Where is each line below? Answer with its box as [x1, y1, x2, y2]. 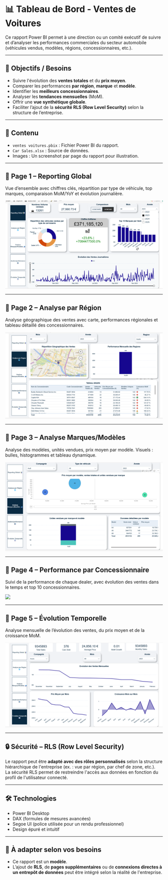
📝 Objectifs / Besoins [5, 64, 71, 73]
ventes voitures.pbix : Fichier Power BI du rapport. [12, 142, 119, 148]
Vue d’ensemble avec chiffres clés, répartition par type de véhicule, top [5, 185, 152, 191]
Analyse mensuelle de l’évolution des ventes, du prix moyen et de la [5, 627, 145, 633]
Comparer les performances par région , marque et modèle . [12, 83, 136, 89]
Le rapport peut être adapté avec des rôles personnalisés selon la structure [5, 758, 162, 764]
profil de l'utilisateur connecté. [5, 774, 68, 781]
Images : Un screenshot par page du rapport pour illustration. [12, 153, 139, 159]
